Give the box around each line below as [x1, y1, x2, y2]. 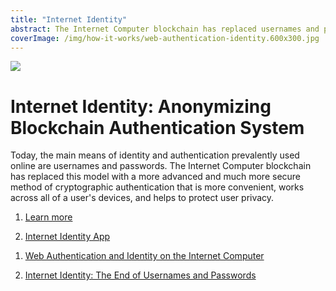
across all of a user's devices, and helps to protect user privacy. [10, 192, 275, 204]
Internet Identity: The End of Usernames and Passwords [24, 269, 257, 281]
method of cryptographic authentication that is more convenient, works [10, 181, 305, 193]
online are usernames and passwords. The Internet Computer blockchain [10, 160, 312, 172]
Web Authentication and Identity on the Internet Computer [24, 250, 265, 262]
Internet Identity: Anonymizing [10, 95, 272, 118]
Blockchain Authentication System [10, 116, 305, 139]
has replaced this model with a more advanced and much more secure [10, 171, 302, 183]
